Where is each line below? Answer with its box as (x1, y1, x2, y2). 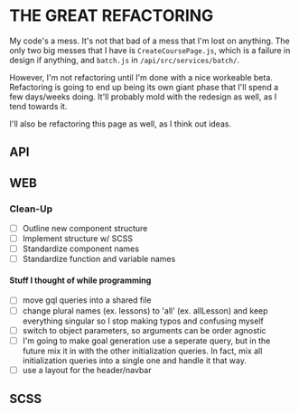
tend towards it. (9, 100, 68, 111)
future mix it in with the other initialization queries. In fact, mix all (22, 345, 263, 356)
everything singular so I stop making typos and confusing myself (22, 315, 264, 326)
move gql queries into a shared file (22, 295, 152, 305)
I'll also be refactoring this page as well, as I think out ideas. (9, 118, 232, 129)
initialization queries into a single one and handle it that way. (22, 354, 247, 366)
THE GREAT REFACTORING (9, 5, 214, 26)
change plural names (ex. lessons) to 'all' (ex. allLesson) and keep (22, 305, 268, 316)
